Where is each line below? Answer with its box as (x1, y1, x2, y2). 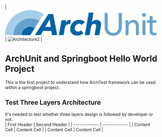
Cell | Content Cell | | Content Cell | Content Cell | (5, 126, 103, 132)
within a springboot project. (5, 84, 60, 90)
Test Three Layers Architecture (5, 98, 101, 107)
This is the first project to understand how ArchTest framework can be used (5, 79, 156, 85)
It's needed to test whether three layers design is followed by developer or (5, 111, 153, 117)
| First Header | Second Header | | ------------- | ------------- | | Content (5, 122, 150, 127)
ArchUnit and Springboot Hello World (5, 53, 158, 64)
